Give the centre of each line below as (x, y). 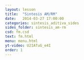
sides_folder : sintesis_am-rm (36, 28)
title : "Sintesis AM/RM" (31, 14)
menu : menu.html (21, 41)
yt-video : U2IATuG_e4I (28, 45)
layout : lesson (20, 9)
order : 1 (14, 50)
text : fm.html (19, 37)
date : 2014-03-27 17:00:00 (34, 18)
